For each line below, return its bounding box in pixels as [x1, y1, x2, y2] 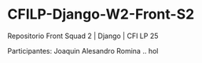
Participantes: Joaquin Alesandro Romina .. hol [7, 46, 159, 55]
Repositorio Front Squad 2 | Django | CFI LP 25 [7, 31, 159, 40]
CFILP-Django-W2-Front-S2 [7, 5, 195, 23]
